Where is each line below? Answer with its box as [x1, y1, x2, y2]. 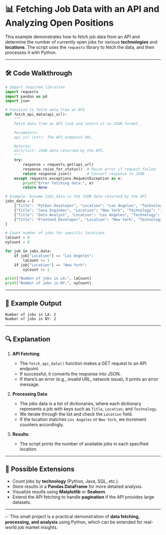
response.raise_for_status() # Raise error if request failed [23, 166, 156, 172]
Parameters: [14, 130, 39, 135]
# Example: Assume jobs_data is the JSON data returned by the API [5, 194, 147, 199]
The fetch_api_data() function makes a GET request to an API [19, 360, 147, 366]
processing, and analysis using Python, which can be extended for [5, 519, 143, 525]
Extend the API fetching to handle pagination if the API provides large [12, 494, 155, 500]
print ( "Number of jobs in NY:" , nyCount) [5, 281, 92, 286]
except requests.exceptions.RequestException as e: [14, 176, 123, 181]
